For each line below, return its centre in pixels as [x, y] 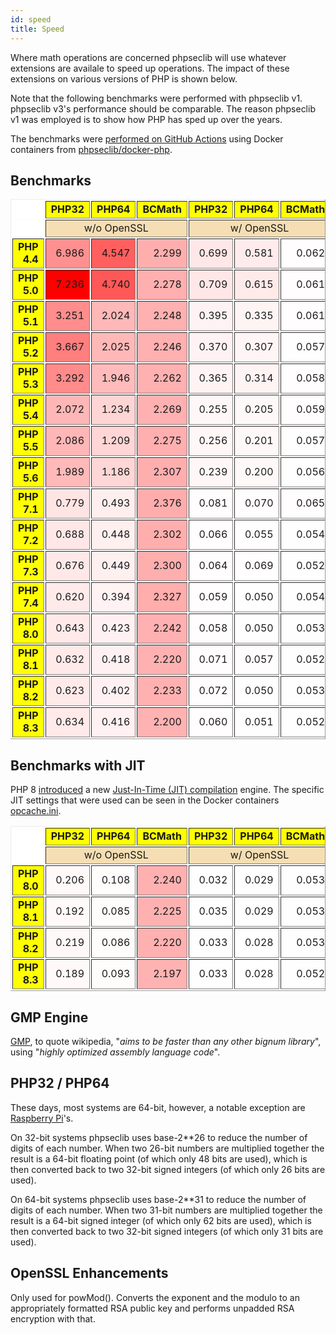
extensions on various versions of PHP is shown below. [124, 78]
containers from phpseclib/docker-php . [91, 149]
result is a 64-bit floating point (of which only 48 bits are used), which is [159, 1158]
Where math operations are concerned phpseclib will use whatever [148, 57]
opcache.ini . [36, 811]
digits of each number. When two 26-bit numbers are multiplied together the [167, 1148]
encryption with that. [53, 1318]
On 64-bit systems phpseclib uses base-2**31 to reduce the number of [158, 1199]
